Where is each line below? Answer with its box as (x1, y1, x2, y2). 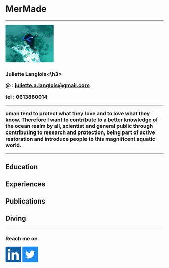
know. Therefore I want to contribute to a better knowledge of (5, 116, 158, 123)
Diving (5, 214, 26, 223)
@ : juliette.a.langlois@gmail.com (5, 82, 90, 89)
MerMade (5, 3, 47, 15)
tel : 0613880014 (5, 93, 48, 100)
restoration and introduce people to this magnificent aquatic (5, 136, 156, 143)
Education (5, 163, 38, 171)
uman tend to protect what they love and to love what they (5, 110, 150, 117)
